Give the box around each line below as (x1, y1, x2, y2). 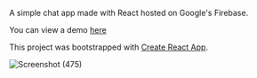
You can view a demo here (9, 25, 107, 35)
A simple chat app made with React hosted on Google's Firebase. (9, 8, 249, 18)
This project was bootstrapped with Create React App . (9, 42, 209, 52)
